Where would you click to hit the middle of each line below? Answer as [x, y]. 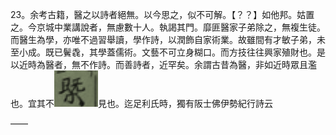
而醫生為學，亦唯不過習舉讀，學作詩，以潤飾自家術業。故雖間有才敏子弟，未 [168, 39]
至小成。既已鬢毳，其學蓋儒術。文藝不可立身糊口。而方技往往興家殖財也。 [163, 52]
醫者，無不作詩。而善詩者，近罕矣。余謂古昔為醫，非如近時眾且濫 [180, 64]
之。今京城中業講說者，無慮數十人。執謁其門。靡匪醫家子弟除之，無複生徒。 [168, 27]
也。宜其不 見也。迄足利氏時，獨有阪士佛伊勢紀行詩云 [141, 103]
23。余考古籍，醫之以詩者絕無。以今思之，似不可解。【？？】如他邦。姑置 [162, 14]
